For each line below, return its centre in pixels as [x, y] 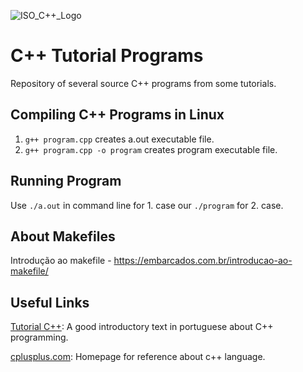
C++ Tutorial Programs [107, 56]
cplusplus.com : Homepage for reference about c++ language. [138, 357]
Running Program [66, 181]
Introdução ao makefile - [61, 261]
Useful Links [50, 302]
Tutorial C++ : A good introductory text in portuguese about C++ [142, 327]
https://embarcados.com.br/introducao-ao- [203, 261]
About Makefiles [63, 236]
